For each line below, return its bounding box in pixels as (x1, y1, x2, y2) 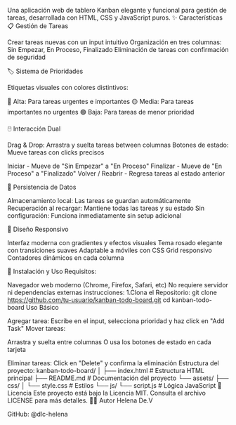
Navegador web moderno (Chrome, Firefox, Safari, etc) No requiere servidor (7, 281, 228, 289)
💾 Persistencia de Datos (7, 183, 77, 191)
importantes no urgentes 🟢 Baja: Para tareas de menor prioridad (7, 108, 195, 116)
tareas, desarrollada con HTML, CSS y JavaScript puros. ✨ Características (7, 13, 223, 22)
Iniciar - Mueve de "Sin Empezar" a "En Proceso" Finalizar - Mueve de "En (7, 162, 223, 170)
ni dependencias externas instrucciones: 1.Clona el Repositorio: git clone (7, 288, 218, 296)
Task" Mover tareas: (7, 325, 66, 332)
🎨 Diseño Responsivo (7, 225, 69, 233)
